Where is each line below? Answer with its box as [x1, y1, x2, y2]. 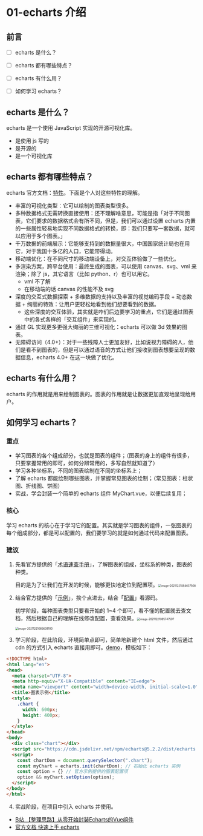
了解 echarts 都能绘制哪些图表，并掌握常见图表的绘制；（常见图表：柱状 [14, 474, 193, 482]
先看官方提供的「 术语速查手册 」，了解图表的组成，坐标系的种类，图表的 [14, 561, 193, 568]
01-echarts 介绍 [6, 5, 86, 19]
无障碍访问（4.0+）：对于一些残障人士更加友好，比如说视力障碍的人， [14, 338, 188, 346]
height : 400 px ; [22, 712, 61, 718]
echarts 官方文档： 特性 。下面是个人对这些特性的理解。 [6, 189, 143, 196]
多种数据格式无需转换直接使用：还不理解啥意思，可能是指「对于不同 [14, 209, 185, 217]
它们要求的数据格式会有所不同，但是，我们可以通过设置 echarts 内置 [25, 217, 196, 224]
